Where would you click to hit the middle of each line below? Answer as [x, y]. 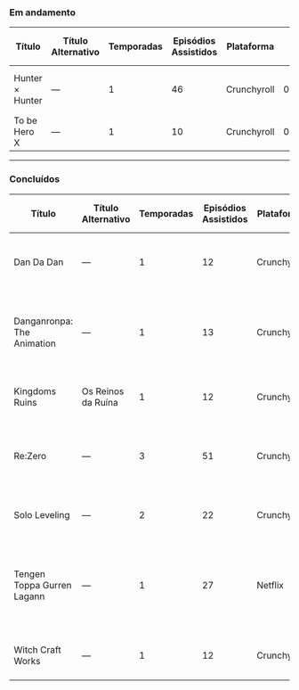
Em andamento [42, 12]
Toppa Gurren [43, 585]
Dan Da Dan [39, 262]
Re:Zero [30, 456]
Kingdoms [35, 391]
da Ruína [100, 402]
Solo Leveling [42, 514]
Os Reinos [103, 391]
